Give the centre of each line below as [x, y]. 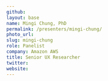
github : [16, 12]
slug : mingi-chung [30, 40]
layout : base [23, 18]
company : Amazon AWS [33, 52]
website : [17, 69]
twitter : [17, 63]
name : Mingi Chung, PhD [37, 23]
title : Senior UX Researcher [43, 57]
